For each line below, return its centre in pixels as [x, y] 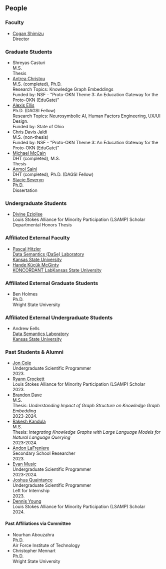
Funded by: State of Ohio [38, 126]
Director [21, 39]
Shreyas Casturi [29, 63]
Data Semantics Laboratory [40, 334]
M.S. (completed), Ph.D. [37, 84]
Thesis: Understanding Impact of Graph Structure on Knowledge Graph [86, 406]
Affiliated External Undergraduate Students [59, 318]
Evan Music [24, 464]
